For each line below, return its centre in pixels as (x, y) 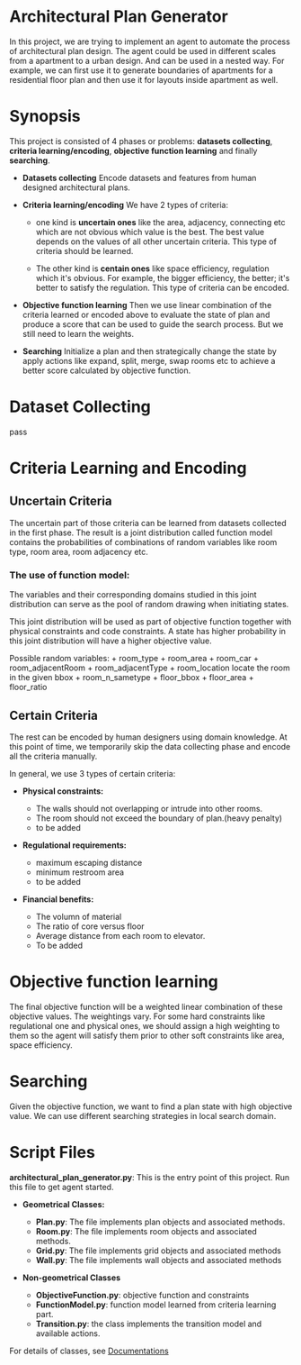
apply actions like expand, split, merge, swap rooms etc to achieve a (149, 360)
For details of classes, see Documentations (89, 1351)
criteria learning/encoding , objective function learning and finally (133, 150)
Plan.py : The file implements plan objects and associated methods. (160, 1222)
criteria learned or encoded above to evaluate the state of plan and (146, 314)
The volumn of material (79, 916)
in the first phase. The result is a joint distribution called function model (141, 532)
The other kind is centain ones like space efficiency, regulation (152, 268)
